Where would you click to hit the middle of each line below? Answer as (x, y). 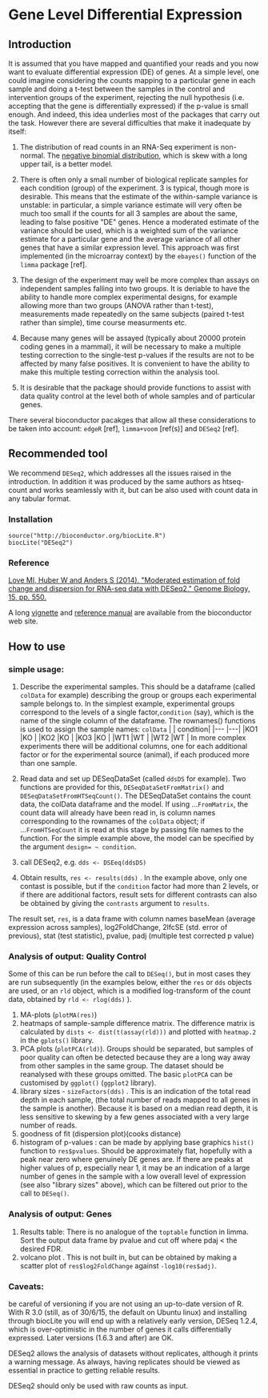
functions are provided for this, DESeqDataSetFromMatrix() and (122, 787)
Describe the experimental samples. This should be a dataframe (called (138, 687)
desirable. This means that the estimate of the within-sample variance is (139, 196)
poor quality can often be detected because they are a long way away (135, 1057)
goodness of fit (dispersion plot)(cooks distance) (100, 1134)
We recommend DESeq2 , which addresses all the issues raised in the (120, 473)
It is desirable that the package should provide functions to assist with (135, 387)
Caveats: (26, 1286)
